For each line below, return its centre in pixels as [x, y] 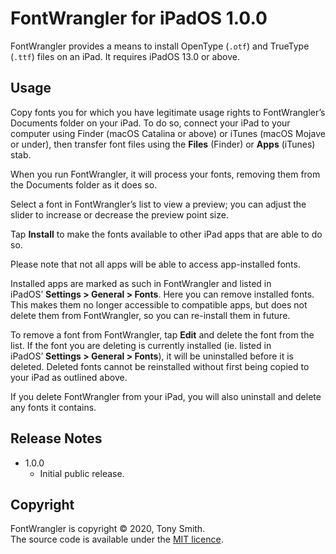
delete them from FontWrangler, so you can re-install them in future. [150, 315]
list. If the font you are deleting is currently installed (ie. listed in [141, 345]
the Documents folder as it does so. [84, 184]
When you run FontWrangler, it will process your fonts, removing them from [165, 174]
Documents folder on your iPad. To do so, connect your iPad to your [150, 123]
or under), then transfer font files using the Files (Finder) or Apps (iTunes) [163, 144]
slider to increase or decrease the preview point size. [119, 214]
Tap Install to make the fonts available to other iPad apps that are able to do [166, 234]
